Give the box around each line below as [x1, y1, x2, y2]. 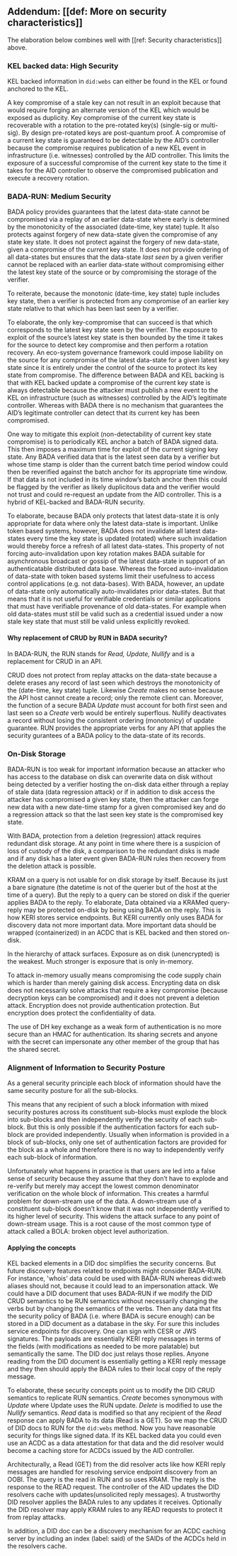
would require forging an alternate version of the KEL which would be [7, 106, 210, 114]
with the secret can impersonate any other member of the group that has [7, 1037, 220, 1046]
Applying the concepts [7, 1243, 76, 1252]
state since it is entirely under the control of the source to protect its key [7, 364, 218, 372]
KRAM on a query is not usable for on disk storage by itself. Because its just [7, 875, 228, 883]
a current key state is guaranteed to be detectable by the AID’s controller [7, 136, 219, 145]
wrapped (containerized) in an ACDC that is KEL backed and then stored [7, 928, 218, 937]
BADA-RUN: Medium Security [7, 192, 112, 202]
